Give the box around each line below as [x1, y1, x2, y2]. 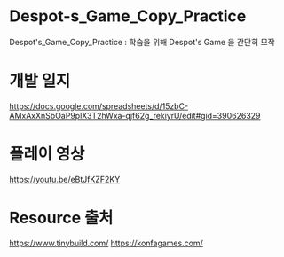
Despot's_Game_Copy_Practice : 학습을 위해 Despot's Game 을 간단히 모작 [9, 36, 275, 47]
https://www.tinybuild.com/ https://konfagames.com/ [9, 238, 204, 248]
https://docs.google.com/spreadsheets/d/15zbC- [9, 100, 189, 112]
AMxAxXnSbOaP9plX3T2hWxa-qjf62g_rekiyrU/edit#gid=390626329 [9, 110, 261, 121]
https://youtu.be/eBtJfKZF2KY [9, 174, 121, 184]
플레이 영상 [9, 144, 85, 165]
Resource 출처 [9, 208, 114, 228]
